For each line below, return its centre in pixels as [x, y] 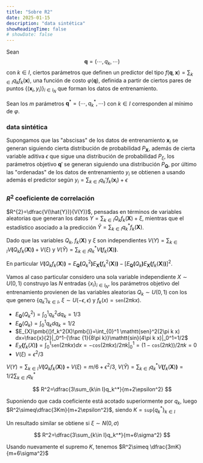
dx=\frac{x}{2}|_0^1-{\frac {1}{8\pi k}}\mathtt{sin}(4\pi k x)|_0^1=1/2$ [101, 338]
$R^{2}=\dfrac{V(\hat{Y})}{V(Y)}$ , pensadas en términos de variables [94, 211]
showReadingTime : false [36, 29]
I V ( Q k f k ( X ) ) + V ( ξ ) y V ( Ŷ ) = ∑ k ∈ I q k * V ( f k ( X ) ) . [62, 249]
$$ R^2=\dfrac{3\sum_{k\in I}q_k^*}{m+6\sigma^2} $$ [102, 435]
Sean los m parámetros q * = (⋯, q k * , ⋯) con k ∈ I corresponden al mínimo [100, 104]
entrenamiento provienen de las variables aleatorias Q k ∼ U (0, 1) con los [97, 293]
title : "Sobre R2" [29, 12]
